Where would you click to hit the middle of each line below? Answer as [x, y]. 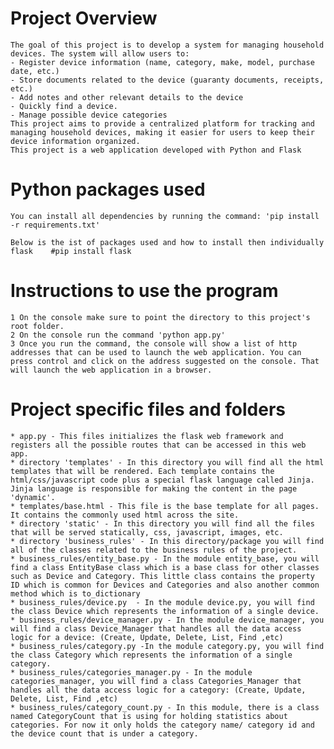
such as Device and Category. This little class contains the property [162, 576]
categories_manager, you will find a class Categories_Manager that [156, 681]
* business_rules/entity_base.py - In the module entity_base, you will [165, 558]
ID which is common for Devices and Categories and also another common [165, 585]
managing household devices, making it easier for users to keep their [162, 132]
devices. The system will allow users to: [100, 53]
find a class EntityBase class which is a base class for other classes [165, 567]
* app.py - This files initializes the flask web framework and [147, 436]
